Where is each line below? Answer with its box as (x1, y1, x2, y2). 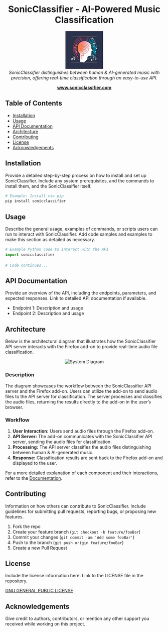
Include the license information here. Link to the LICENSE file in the (5, 573, 144, 579)
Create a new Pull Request (12, 545, 68, 551)
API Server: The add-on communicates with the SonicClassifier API (12, 433, 152, 439)
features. (5, 513, 24, 519)
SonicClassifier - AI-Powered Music (8, 4, 160, 15)
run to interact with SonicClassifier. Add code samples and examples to (5, 231, 153, 237)
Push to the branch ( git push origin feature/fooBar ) (12, 539, 124, 546)
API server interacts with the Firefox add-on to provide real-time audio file (5, 344, 158, 350)
